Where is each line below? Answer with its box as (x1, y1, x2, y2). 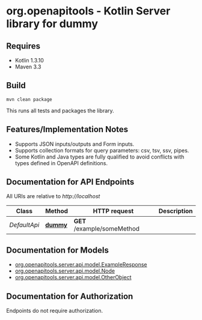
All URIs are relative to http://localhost (6, 193, 100, 200)
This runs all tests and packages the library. (6, 107, 114, 114)
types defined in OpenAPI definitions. (14, 159, 108, 166)
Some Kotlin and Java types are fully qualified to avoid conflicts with (14, 153, 185, 160)
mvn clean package (6, 96, 52, 103)
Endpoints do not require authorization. (6, 307, 103, 315)
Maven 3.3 (14, 63, 41, 70)
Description (158, 207, 193, 216)
